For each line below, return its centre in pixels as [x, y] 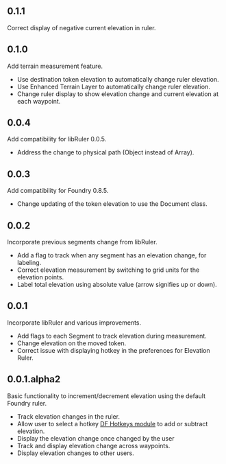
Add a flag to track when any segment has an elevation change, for [112, 255]
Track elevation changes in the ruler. [68, 416]
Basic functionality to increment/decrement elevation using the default [106, 396]
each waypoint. [39, 101]
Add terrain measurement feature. [55, 66]
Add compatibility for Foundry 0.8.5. [58, 191]
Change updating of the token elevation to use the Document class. [112, 204]
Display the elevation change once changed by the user [96, 438]
